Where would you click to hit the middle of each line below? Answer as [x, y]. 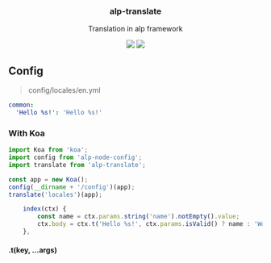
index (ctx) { [45, 209]
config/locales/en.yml [64, 90]
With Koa [27, 133]
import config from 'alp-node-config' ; [75, 158]
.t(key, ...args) [33, 250]
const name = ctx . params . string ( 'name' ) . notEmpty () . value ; [139, 217]
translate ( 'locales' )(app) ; [56, 194]
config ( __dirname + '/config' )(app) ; [72, 187]
